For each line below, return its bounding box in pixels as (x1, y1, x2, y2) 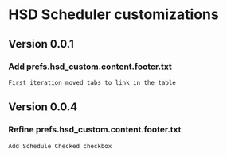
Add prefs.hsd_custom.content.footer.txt (8, 61, 173, 72)
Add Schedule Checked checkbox (8, 142, 112, 150)
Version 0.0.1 (8, 37, 74, 51)
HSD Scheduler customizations (8, 6, 219, 24)
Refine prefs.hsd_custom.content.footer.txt (8, 124, 182, 136)
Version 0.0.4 (8, 101, 78, 114)
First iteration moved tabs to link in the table (8, 78, 177, 86)
